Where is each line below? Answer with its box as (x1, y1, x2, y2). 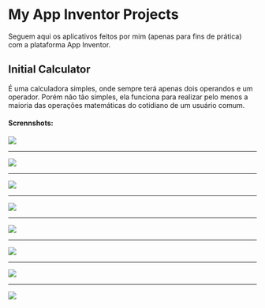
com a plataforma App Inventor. (8, 39, 111, 49)
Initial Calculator (8, 63, 91, 76)
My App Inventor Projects (8, 6, 179, 24)
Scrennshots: (8, 118, 54, 128)
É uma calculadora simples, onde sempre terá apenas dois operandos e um (8, 83, 253, 93)
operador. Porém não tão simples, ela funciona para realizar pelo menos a (8, 92, 248, 102)
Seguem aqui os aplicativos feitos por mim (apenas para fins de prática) (8, 32, 242, 41)
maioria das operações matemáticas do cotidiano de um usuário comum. (8, 100, 245, 109)
